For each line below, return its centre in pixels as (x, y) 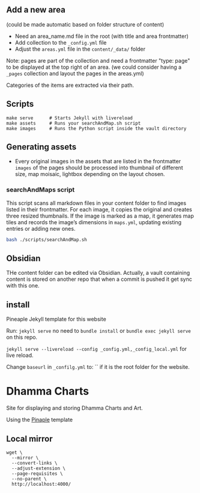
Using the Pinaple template (40, 420)
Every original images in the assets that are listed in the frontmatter (98, 162)
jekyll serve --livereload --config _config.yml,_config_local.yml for (97, 349)
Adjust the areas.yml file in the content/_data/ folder (80, 49)
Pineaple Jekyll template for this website (56, 319)
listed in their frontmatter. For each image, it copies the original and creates (99, 209)
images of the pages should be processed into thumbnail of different (99, 168)
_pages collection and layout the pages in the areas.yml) (75, 73)
